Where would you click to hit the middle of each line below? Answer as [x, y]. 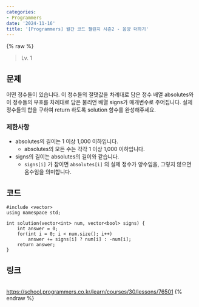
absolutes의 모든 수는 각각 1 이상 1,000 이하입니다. [84, 149]
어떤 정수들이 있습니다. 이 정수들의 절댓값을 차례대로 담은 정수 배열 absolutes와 [100, 94]
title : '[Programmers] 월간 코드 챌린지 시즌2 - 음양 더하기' [78, 29]
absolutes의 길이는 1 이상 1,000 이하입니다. [66, 141]
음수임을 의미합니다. [48, 172]
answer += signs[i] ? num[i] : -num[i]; [80, 239]
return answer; [36, 245]
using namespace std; [34, 213]
